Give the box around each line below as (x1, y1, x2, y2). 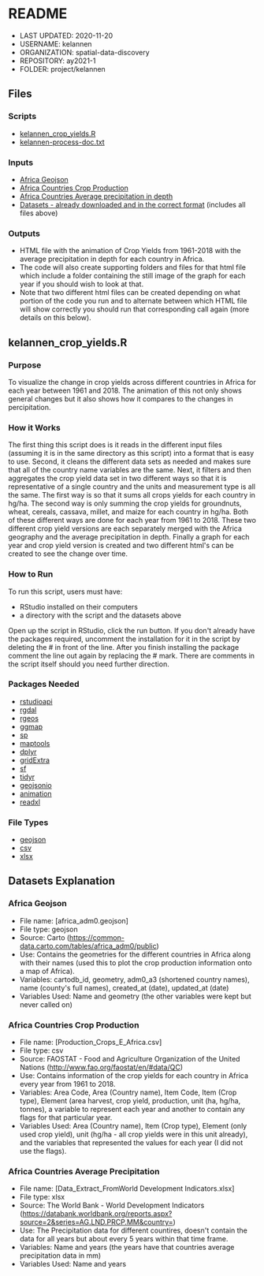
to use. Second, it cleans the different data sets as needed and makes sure (8, 457, 251, 466)
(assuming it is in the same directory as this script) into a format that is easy (8, 449, 255, 458)
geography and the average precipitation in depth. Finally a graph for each (8, 532, 250, 542)
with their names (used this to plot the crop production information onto (19, 957, 252, 967)
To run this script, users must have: (8, 587, 123, 596)
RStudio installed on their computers (19, 602, 138, 611)
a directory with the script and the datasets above (19, 610, 181, 620)
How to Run (8, 569, 54, 580)
